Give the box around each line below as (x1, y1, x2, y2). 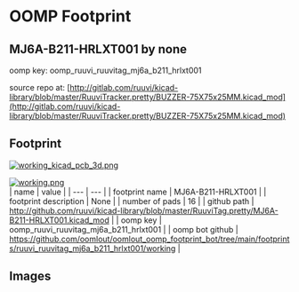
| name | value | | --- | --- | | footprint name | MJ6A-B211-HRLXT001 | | (9, 186, 267, 197)
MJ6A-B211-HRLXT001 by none (9, 42, 188, 57)
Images (9, 269, 52, 284)
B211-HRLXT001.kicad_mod (9, 215, 109, 225)
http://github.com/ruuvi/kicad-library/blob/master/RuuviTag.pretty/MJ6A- (9, 205, 279, 216)
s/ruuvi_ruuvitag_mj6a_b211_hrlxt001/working (9, 242, 176, 254)
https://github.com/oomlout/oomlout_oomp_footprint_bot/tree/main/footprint (9, 233, 290, 244)
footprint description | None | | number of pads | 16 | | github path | (9, 195, 255, 206)
